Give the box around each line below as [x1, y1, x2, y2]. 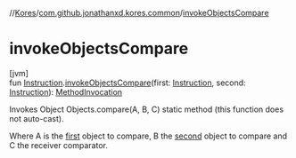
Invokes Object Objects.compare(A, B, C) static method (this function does [9, 104, 284, 115]
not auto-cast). [9, 113, 64, 123]
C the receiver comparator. [9, 139, 109, 150]
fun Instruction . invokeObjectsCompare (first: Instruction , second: [9, 77, 247, 88]
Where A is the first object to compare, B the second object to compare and [9, 130, 288, 141]
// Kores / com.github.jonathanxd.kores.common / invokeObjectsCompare [9, 8, 269, 18]
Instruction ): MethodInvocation [9, 86, 123, 97]
